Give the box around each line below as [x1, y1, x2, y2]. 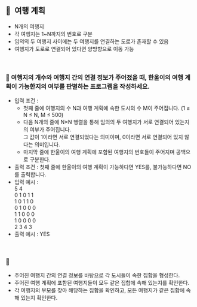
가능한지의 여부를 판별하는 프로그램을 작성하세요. [18, 82, 150, 91]
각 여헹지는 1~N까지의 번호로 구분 [14, 30, 93, 37]
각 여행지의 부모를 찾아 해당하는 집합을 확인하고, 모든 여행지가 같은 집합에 [14, 287, 185, 294]
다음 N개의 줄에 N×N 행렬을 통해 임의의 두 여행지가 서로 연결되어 [23, 119, 174, 126]
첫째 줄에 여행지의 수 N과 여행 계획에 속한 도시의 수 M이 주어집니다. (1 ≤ [23, 104, 190, 112]
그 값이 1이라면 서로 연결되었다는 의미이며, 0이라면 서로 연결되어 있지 [23, 134, 183, 141]
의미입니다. [34, 141, 60, 148]
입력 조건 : [14, 97, 39, 104]
